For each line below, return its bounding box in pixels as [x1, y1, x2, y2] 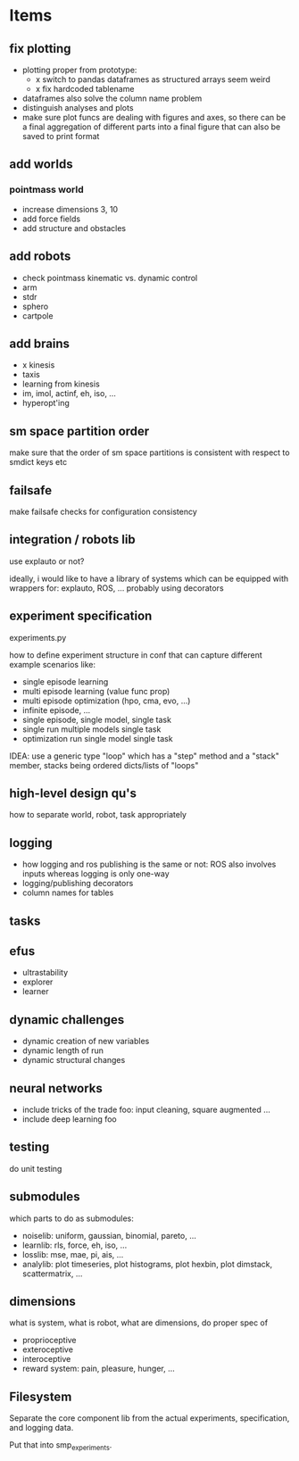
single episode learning [21, 676, 109, 687]
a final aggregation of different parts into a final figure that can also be [21, 121, 281, 132]
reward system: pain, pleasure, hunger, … [21, 1363, 176, 1374]
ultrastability [21, 967, 69, 978]
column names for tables [21, 887, 114, 898]
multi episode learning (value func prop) [21, 685, 170, 696]
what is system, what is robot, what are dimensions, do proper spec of [9, 1317, 269, 1328]
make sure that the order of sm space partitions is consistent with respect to [9, 447, 290, 458]
